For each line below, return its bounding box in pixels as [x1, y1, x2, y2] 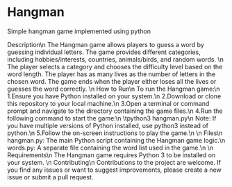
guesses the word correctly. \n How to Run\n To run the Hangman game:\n [7, 84, 220, 93]
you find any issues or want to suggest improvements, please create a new [7, 166, 222, 174]
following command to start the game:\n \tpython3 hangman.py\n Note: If [7, 114, 217, 122]
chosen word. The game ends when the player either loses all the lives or [7, 77, 217, 85]
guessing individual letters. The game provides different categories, [7, 48, 201, 56]
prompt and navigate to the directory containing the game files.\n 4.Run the [7, 107, 223, 115]
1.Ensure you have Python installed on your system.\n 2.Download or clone [7, 91, 222, 100]
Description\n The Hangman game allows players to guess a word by [7, 40, 205, 48]
